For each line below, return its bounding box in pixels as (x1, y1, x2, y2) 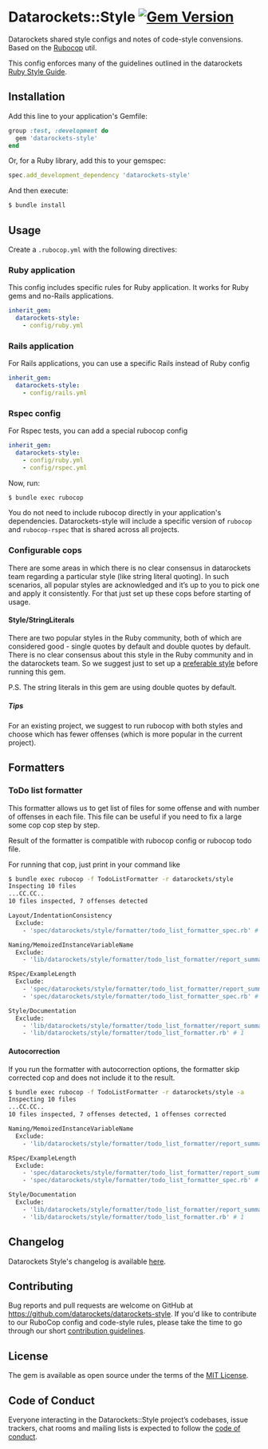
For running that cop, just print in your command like (8, 859, 181, 869)
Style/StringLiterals (8, 615, 75, 625)
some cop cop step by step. (8, 820, 100, 830)
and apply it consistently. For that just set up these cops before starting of (8, 588, 251, 598)
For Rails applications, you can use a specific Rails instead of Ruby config (8, 359, 250, 368)
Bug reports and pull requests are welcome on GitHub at (8, 1300, 194, 1310)
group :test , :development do (8, 126, 109, 135)
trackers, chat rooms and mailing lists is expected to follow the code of (8, 1423, 241, 1433)
